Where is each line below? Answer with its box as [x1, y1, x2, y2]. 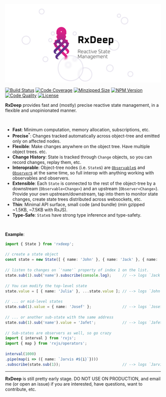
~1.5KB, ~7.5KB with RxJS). [12, 207, 68, 213]
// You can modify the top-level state [5, 283, 87, 288]
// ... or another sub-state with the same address [5, 315, 114, 319]
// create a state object [5, 252, 58, 257]
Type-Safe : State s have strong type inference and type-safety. [12, 212, 142, 218]
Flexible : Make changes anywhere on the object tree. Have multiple [12, 143, 150, 149]
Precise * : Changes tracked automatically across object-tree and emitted [12, 132, 160, 139]
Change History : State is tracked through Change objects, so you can [12, 154, 152, 160]
